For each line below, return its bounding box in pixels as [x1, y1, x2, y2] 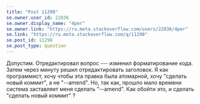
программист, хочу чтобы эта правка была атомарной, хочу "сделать [6, 72, 187, 80]
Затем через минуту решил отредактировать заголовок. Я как [6, 66, 168, 73]
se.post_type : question [6, 43, 67, 49]
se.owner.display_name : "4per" [6, 20, 85, 26]
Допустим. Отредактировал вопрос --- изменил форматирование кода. [6, 59, 193, 67]
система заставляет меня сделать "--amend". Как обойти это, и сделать [6, 85, 195, 92]
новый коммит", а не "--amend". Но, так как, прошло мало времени [6, 78, 182, 86]
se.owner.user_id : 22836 [6, 15, 69, 21]
